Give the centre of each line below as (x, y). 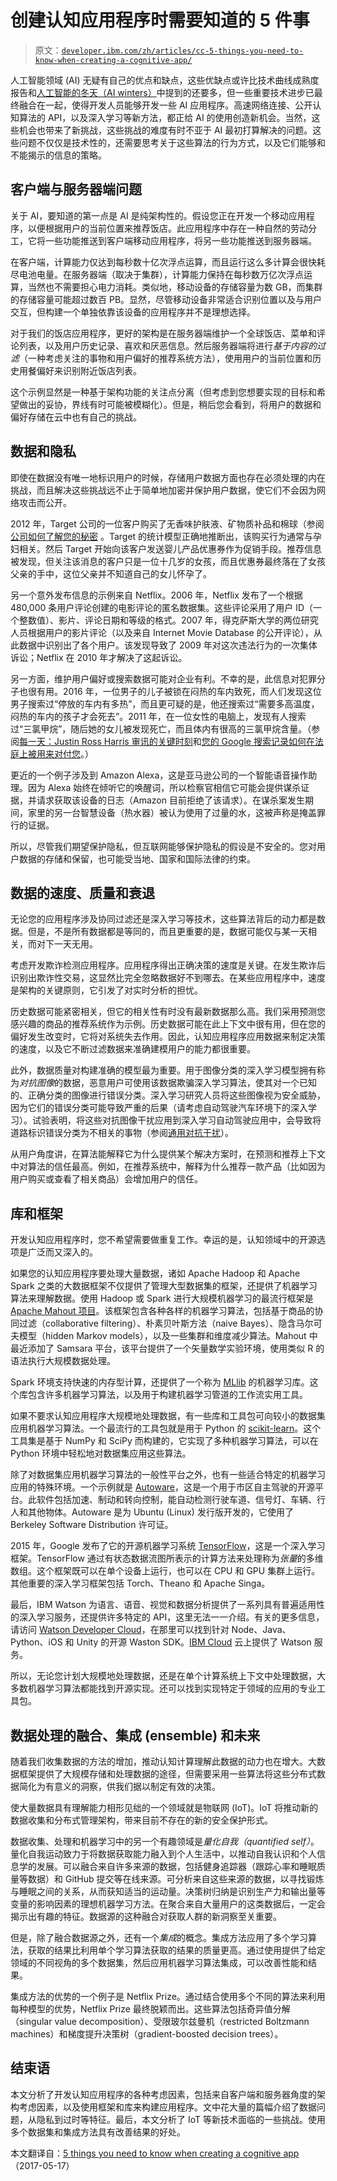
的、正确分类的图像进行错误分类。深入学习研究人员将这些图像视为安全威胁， (168, 1095)
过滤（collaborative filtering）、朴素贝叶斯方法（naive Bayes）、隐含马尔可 (170, 1323)
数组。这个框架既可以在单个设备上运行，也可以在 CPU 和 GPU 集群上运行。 (165, 1571)
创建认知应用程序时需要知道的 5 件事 (160, 20)
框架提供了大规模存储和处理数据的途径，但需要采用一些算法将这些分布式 (167, 1774)
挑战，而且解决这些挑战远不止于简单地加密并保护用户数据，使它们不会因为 (163, 490)
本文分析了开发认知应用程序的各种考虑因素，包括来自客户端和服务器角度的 (163, 2094)
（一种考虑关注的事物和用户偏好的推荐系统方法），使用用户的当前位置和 (166, 358)
